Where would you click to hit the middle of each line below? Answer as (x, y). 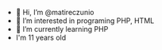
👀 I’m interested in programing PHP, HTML (85, 21)
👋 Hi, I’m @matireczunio (55, 12)
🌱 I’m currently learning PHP (62, 29)
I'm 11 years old (40, 37)
